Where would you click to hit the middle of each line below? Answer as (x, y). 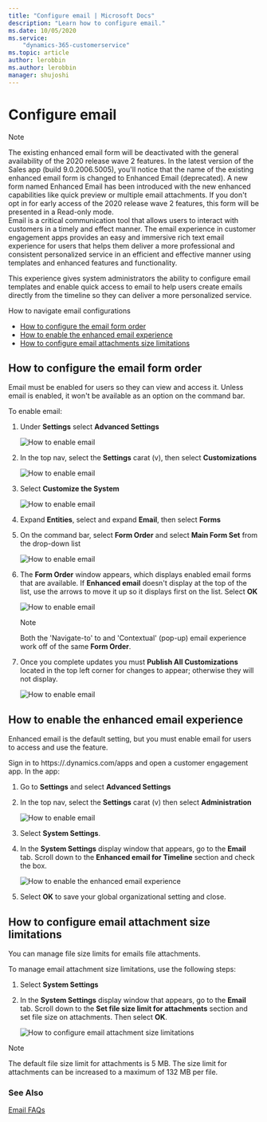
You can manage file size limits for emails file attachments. (104, 953)
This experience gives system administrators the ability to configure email (130, 278)
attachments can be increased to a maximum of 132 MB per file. (113, 1072)
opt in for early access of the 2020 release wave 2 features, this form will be (133, 203)
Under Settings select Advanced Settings (89, 427)
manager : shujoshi (39, 75)
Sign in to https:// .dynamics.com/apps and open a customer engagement (128, 763)
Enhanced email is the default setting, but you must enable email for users (130, 739)
